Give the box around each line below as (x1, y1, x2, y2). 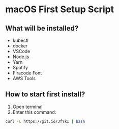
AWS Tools (12, 75, 36, 81)
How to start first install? (5, 90, 85, 99)
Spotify (12, 65, 28, 70)
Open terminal (12, 104, 43, 110)
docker (12, 43, 28, 49)
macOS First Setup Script (5, 4, 114, 15)
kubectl (12, 37, 29, 43)
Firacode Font (12, 70, 42, 76)
